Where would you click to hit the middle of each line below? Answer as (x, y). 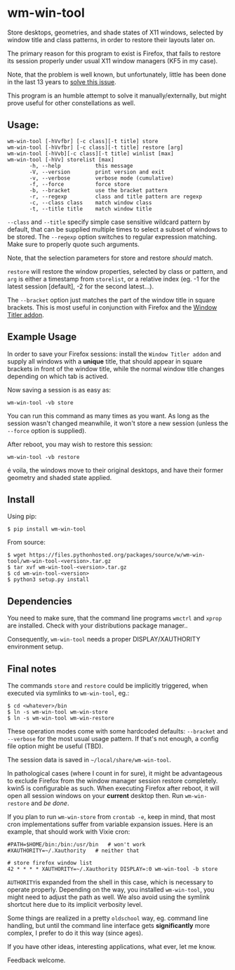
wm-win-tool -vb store (40, 403)
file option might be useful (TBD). (55, 746)
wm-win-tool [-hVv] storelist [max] (61, 159)
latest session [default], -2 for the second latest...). (81, 286)
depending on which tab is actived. (58, 376)
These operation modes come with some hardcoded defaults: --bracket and (117, 731)
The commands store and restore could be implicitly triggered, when (108, 685)
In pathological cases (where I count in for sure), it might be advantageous (115, 773)
